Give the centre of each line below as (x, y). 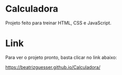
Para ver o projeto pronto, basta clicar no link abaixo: (61, 57)
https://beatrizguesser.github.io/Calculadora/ (53, 67)
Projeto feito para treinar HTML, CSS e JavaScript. (58, 23)
